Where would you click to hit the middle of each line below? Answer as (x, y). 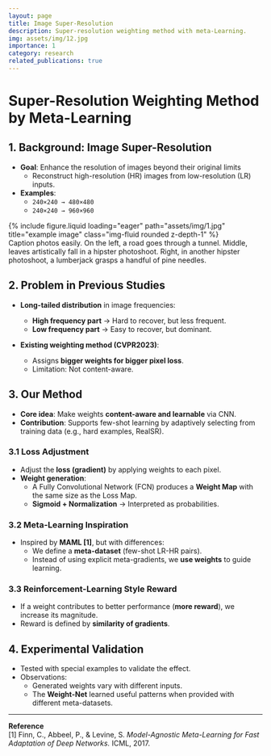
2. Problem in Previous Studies (87, 286)
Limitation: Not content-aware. (83, 369)
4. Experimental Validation (76, 649)
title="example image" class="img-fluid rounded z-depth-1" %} (114, 234)
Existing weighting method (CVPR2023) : (90, 345)
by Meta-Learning (70, 118)
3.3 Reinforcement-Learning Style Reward (93, 589)
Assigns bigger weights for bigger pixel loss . (108, 360)
